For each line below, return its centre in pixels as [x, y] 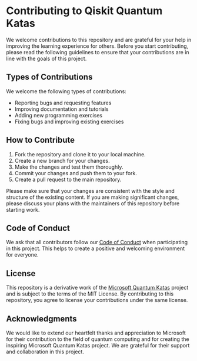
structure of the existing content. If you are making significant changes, [93, 197]
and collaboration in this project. [45, 352]
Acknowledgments [42, 319]
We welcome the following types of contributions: [66, 91]
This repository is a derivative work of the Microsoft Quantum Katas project [97, 288]
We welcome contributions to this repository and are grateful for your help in [99, 40]
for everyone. [22, 255]
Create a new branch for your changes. [62, 160]
